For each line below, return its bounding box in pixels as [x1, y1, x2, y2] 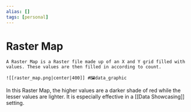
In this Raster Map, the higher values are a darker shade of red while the [6, 87, 181, 94]
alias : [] [6, 8, 31, 15]
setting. [6, 100, 25, 107]
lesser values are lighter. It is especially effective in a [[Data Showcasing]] [6, 93, 185, 100]
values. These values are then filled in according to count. [6, 64, 162, 70]
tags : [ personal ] [6, 14, 49, 20]
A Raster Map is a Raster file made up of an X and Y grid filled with [6, 59, 185, 65]
